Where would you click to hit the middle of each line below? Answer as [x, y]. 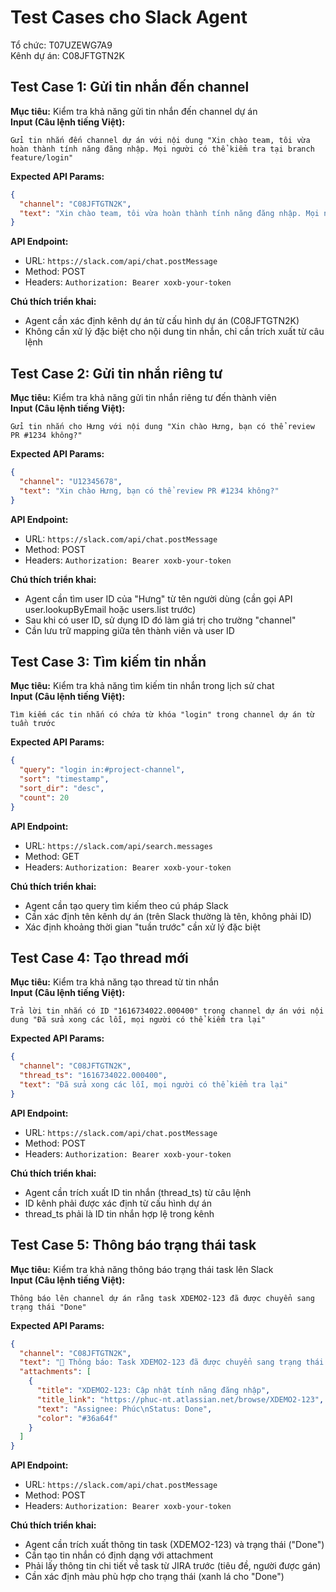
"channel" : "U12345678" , [71, 481]
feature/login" [42, 157]
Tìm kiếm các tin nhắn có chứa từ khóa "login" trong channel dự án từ [162, 715]
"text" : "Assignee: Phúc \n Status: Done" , [124, 1409]
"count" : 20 [44, 797]
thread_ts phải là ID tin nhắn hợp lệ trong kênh [119, 1213]
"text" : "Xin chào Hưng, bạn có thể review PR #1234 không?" [149, 491]
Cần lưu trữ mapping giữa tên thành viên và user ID [129, 630]
